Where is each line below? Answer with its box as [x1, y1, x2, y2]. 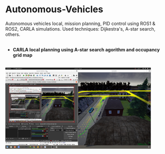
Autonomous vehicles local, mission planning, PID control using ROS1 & [5, 20, 156, 27]
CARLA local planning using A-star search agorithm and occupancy [12, 46, 160, 53]
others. [5, 31, 20, 37]
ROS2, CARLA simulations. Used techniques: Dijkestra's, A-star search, [5, 25, 156, 32]
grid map [12, 52, 33, 58]
